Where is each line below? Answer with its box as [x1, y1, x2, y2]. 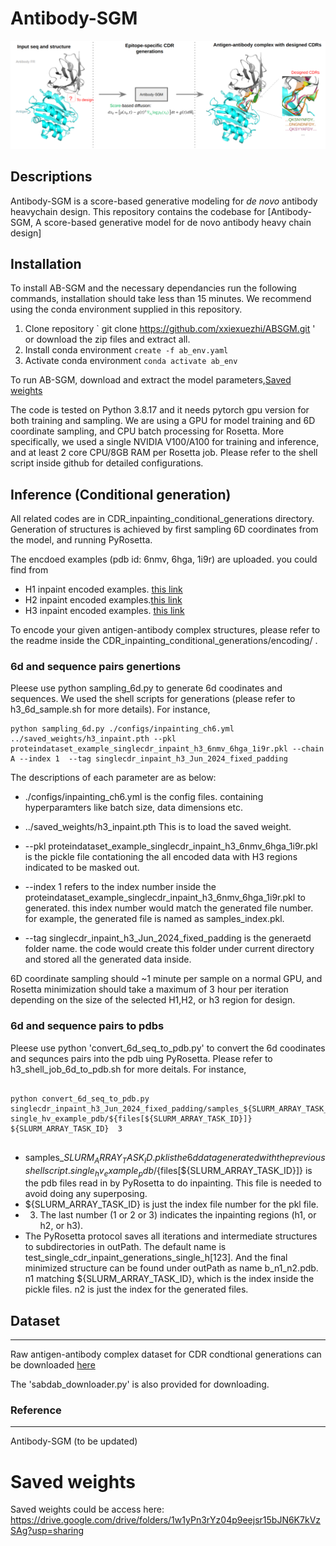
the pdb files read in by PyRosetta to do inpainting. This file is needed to [24, 1177, 322, 1189]
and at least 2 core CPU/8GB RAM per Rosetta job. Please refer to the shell [10, 447, 318, 459]
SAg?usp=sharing [10, 1525, 85, 1537]
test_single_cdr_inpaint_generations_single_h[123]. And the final [24, 1252, 288, 1264]
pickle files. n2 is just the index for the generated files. [24, 1283, 249, 1296]
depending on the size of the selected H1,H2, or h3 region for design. [10, 994, 296, 1006]
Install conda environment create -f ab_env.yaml [24, 344, 229, 356]
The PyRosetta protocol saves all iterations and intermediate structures [24, 1230, 318, 1242]
